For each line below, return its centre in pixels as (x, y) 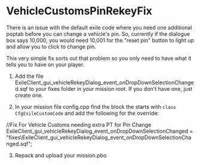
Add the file (29, 76)
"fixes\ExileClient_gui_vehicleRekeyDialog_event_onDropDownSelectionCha (99, 137)
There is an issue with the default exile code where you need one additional (99, 27)
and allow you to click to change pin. (51, 47)
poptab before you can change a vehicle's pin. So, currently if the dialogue (98, 33)
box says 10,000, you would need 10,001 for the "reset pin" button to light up (100, 40)
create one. (29, 95)
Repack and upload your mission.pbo (61, 155)
